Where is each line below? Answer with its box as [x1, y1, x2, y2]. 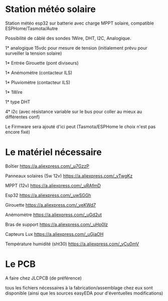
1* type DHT [5, 99, 31, 105]
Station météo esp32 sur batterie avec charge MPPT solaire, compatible [5, 20, 154, 26]
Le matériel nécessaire [5, 146, 102, 158]
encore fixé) [5, 129, 30, 135]
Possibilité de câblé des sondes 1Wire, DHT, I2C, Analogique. [5, 35, 131, 41]
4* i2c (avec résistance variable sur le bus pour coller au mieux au [5, 108, 142, 114]
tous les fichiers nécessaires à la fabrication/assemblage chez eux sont [5, 284, 153, 290]
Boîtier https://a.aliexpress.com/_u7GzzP [5, 163, 89, 169]
